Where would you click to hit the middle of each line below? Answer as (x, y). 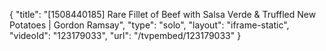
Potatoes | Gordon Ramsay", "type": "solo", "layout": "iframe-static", (149, 25)
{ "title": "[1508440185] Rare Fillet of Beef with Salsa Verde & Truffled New (163, 14)
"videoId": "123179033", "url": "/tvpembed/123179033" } (125, 35)
